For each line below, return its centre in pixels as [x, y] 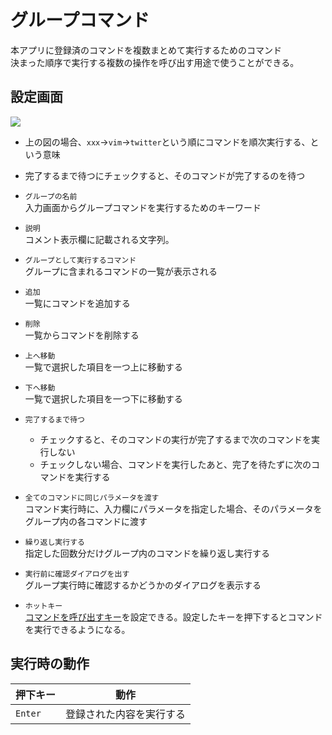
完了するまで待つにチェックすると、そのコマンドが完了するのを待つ [165, 175]
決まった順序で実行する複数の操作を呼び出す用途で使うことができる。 [155, 62]
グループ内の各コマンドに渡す [86, 521]
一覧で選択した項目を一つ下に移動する [103, 398]
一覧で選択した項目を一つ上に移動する [103, 367]
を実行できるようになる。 [77, 629]
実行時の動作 [50, 664]
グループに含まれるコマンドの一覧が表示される [121, 271]
